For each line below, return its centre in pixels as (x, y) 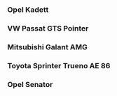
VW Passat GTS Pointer (48, 28)
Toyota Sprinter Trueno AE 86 (59, 65)
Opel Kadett (28, 10)
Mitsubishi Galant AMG (47, 47)
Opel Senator (30, 84)
